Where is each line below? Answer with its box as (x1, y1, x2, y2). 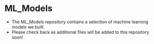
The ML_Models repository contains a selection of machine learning (11, 19, 149, 25)
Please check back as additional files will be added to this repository (11, 29, 150, 35)
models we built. (11, 24, 45, 29)
